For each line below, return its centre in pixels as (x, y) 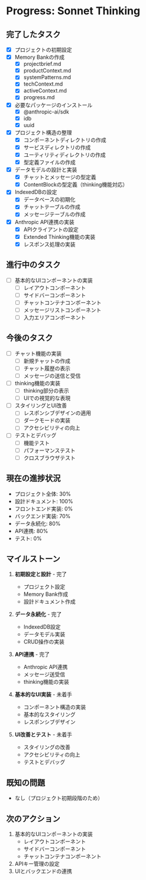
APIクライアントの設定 (51, 229)
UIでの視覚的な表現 (47, 398)
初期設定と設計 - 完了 (41, 574)
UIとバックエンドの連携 (43, 871)
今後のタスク (30, 338)
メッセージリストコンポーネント (62, 310)
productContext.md (47, 71)
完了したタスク (33, 34)
